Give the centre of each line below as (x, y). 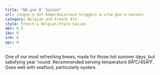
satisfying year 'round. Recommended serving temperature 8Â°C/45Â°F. (79, 62)
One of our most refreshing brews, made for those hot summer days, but (80, 56)
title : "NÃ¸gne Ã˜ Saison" (33, 10)
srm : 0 (12, 38)
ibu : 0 (12, 33)
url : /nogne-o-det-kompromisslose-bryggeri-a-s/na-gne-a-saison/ (74, 14)
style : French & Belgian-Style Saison (45, 24)
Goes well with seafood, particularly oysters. (51, 67)
